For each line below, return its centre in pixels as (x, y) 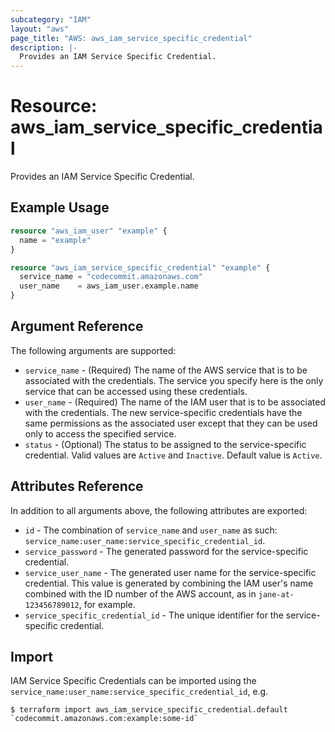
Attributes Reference (77, 486)
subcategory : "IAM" (51, 19)
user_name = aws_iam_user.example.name (109, 286)
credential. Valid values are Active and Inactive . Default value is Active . (173, 455)
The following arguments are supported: (93, 350)
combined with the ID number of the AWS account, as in (140, 593)
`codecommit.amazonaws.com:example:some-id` (104, 719)
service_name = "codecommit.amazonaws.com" (111, 277)
